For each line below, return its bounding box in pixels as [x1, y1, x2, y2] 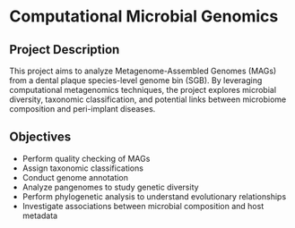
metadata [22, 210, 58, 221]
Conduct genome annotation [22, 172, 128, 182]
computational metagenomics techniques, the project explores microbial [9, 85, 276, 95]
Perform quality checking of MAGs [22, 153, 151, 164]
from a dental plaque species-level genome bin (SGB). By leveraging [9, 75, 263, 86]
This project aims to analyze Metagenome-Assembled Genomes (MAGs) [9, 65, 277, 76]
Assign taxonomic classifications [22, 163, 143, 173]
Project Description [9, 42, 120, 57]
